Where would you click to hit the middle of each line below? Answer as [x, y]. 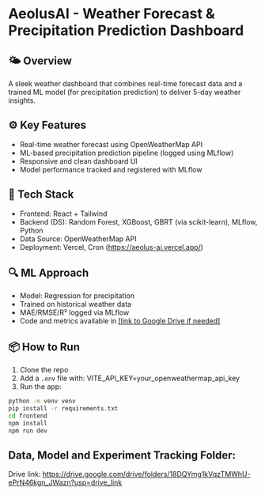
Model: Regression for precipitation [77, 296]
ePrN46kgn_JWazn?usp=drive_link [65, 482]
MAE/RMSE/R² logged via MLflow [74, 312]
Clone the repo [44, 370]
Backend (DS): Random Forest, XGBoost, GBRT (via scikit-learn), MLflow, [138, 221]
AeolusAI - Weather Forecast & [112, 14]
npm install [28, 423]
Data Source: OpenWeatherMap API [78, 239]
